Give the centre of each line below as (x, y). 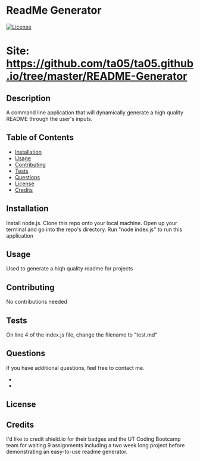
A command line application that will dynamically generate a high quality (95, 112)
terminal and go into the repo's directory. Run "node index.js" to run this (94, 229)
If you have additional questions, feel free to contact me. (75, 367)
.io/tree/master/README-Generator (97, 77)
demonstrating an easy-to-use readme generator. (67, 452)
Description (28, 98)
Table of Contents (40, 138)
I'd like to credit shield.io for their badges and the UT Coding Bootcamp (93, 439)
